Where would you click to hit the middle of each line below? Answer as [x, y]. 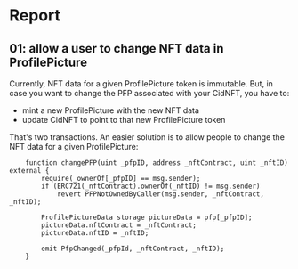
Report [35, 16]
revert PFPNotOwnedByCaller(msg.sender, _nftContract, [161, 194]
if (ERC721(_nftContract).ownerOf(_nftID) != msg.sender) [151, 186]
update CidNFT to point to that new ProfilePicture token [124, 120]
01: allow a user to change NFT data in [117, 49]
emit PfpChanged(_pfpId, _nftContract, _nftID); [133, 249]
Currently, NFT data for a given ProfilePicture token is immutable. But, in [141, 84]
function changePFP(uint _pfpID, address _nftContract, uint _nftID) [157, 163]
